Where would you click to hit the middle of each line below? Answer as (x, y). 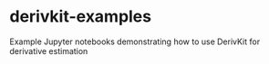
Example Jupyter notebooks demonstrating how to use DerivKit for (135, 41)
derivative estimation (49, 50)
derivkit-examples (81, 17)
